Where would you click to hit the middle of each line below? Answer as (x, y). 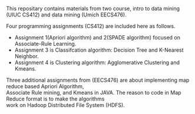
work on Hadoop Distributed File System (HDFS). (65, 105)
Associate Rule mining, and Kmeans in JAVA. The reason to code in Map (94, 93)
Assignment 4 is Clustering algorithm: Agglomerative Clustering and (97, 62)
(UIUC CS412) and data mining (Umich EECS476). (66, 15)
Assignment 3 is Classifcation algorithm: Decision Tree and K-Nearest (99, 50)
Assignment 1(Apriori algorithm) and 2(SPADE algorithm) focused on (97, 37)
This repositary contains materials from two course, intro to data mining (93, 9)
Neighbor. (27, 56)
